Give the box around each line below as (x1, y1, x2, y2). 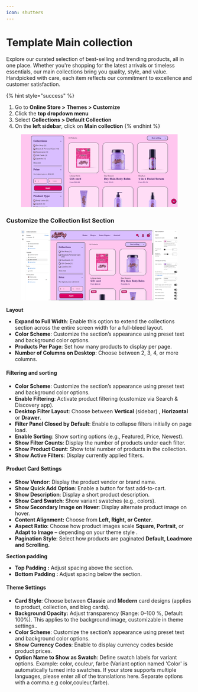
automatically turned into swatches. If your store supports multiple (14, 667, 177, 674)
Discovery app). (14, 401, 54, 408)
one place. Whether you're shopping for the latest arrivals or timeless (6, 62, 176, 69)
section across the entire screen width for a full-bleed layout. (14, 324, 164, 331)
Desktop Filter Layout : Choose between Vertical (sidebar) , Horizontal (14, 407, 189, 414)
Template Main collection (6, 36, 133, 49)
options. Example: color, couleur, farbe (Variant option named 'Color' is (14, 660, 188, 667)
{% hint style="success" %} (6, 92, 75, 99)
